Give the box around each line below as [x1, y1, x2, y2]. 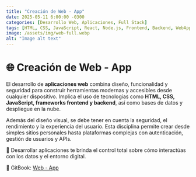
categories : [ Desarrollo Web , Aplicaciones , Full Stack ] [6, 19, 148, 25]
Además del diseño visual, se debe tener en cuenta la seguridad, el [6, 116, 167, 123]
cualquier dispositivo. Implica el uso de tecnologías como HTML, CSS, [6, 93, 175, 100]
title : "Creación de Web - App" [6, 8, 85, 15]
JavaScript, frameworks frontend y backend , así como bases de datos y [6, 99, 183, 106]
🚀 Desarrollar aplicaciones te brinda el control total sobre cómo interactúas [6, 147, 186, 154]
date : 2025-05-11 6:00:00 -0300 [6, 14, 85, 20]
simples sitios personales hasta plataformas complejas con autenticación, [6, 129, 184, 136]
